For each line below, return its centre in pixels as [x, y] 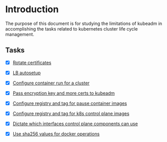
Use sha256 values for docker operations [56, 134]
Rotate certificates [32, 63]
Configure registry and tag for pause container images [70, 103]
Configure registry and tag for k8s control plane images [71, 113]
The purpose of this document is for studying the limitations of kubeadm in [84, 23]
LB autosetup [26, 73]
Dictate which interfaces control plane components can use [75, 124]
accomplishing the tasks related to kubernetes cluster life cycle [72, 29]
